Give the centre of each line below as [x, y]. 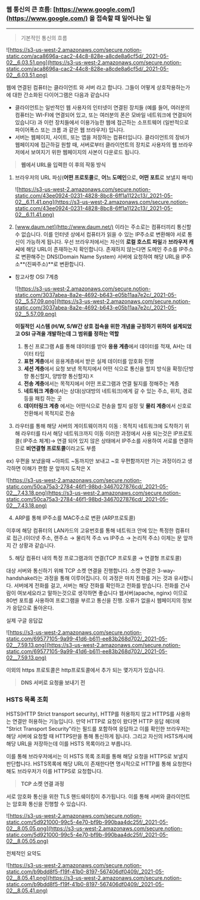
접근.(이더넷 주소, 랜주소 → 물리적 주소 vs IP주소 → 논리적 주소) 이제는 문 [97, 538]
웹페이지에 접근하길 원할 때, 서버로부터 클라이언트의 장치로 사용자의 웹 [96, 145]
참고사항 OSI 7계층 [37, 277]
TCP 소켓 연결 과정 [42, 783]
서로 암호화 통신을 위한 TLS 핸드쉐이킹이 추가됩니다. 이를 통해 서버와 [86, 796]
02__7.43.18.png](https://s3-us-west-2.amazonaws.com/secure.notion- [94, 493]
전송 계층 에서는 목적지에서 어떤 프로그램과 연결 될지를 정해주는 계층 [101, 384]
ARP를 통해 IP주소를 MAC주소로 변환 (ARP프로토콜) [75, 518]
